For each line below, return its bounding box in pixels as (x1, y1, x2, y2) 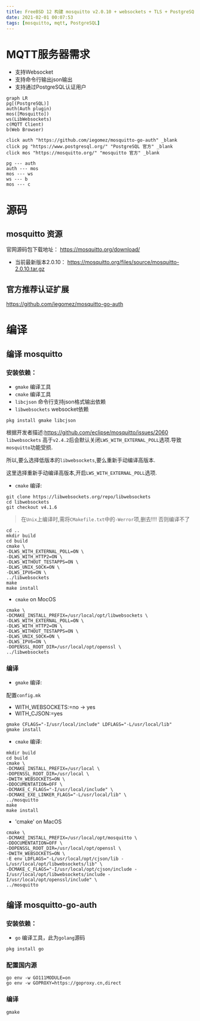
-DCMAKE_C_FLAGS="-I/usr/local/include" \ (6, 787, 113, 793)
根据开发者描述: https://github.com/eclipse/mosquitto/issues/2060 (6, 429, 168, 436)
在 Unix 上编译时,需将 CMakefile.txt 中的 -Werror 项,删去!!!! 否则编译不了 (20, 516, 190, 523)
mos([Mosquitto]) (6, 111, 50, 117)
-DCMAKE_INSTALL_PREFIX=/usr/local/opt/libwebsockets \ (6, 613, 148, 619)
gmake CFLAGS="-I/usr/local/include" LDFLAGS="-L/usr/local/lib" (6, 722, 172, 728)
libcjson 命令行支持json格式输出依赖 (14, 398, 106, 405)
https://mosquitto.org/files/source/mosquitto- (67, 259, 180, 266)
